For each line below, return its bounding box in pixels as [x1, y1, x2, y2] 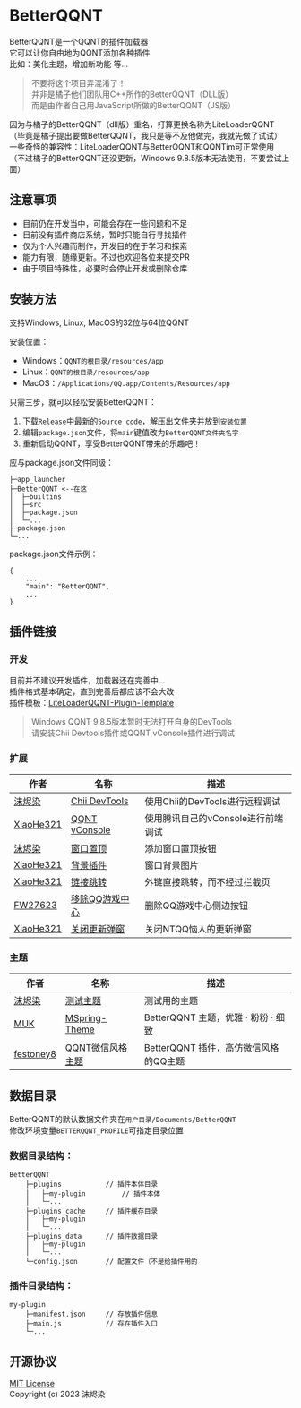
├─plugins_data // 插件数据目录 [25, 1232, 159, 1241]
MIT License [9, 1378, 56, 1389]
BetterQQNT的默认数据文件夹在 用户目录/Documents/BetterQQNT [9, 1113, 236, 1124]
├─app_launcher [9, 475, 66, 484]
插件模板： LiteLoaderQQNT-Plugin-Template [9, 698, 175, 708]
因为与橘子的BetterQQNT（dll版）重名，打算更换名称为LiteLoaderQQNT [9, 118, 275, 130]
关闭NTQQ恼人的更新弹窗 [144, 923, 253, 935]
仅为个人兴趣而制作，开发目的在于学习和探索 [21, 240, 188, 251]
